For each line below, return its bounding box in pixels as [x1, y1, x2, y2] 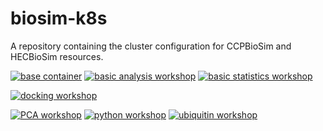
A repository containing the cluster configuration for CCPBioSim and [10, 40, 292, 52]
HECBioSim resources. [10, 50, 104, 62]
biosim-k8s [10, 7, 108, 30]
